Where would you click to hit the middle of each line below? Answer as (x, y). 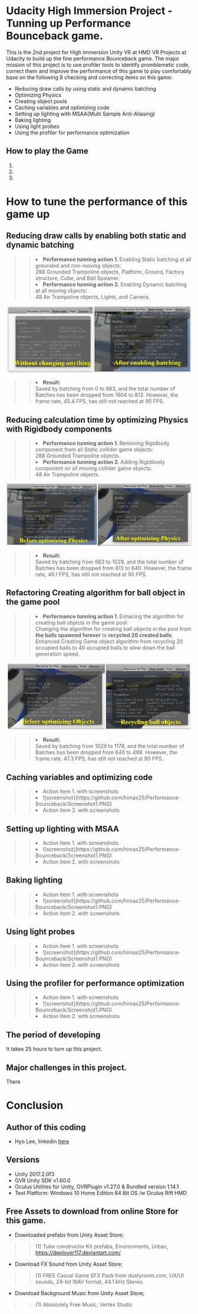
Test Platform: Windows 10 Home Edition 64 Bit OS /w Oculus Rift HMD (101, 1193)
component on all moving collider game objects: (93, 468)
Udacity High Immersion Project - (89, 11)
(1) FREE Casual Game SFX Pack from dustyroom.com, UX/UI (109, 1275)
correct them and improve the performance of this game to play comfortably (99, 71)
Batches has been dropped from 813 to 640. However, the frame (113, 568)
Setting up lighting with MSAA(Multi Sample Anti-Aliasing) (85, 114)
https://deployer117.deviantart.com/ (78, 1252)
